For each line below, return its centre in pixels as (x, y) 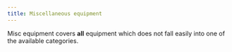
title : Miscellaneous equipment (55, 14)
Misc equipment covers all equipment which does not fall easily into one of (116, 33)
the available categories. (43, 41)
